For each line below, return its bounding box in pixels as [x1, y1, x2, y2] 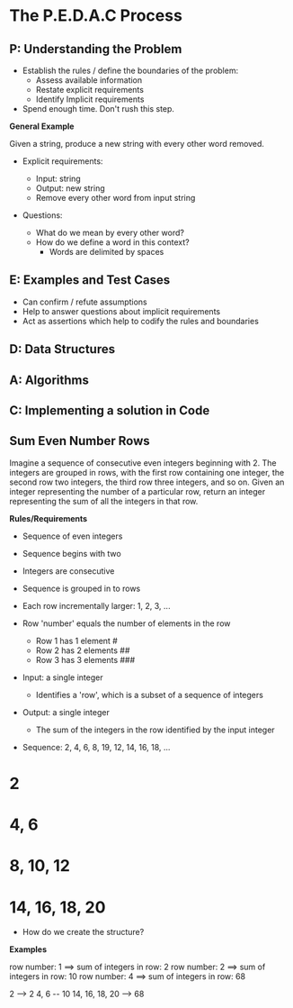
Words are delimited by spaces [49, 247, 164, 257]
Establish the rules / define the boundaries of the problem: [22, 65, 239, 76]
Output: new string [35, 183, 105, 194]
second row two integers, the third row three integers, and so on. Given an [9, 477, 285, 487]
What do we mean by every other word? [35, 227, 184, 238]
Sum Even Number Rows [9, 433, 150, 449]
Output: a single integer [22, 706, 110, 717]
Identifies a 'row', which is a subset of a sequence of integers [35, 689, 263, 700]
